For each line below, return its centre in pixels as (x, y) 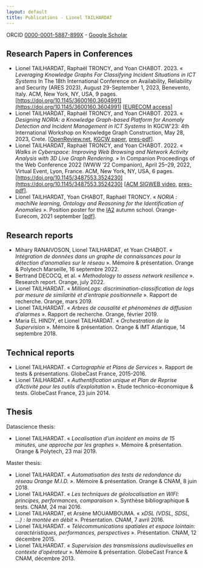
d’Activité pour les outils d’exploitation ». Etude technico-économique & (104, 386)
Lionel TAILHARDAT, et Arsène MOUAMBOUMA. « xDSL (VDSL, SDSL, (102, 513)
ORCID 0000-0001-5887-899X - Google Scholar (67, 35)
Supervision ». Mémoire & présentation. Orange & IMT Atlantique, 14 (100, 327)
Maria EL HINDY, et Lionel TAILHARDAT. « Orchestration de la (92, 321)
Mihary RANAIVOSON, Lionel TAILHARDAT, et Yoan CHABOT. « (94, 250)
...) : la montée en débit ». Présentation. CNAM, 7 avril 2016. (90, 520)
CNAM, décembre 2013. (45, 558)
